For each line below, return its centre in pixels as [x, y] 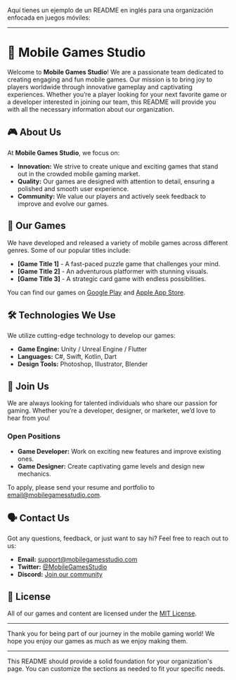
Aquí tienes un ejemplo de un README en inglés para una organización [110, 10]
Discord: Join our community [60, 575]
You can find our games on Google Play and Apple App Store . [97, 292]
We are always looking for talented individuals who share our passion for [112, 403]
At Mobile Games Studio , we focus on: [64, 152]
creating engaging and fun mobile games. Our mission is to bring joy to [110, 79]
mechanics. [34, 474]
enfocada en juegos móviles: [49, 18]
